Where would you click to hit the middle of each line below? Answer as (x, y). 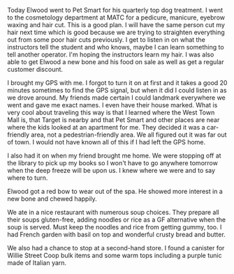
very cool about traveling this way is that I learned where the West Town (111, 112)
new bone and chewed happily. (52, 199)
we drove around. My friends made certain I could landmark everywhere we (116, 98)
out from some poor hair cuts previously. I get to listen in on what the (107, 40)
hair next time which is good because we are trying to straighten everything (116, 32)
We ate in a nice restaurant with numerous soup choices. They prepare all (113, 212)
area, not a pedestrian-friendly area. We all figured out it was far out (129, 135)
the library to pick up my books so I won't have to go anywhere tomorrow (112, 163)
